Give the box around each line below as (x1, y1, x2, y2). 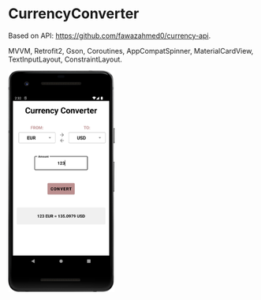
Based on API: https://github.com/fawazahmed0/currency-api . (8, 31, 211, 40)
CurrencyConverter (8, 5, 140, 23)
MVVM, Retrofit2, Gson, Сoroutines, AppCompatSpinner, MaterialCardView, (8, 46, 254, 55)
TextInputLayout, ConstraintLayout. (8, 54, 122, 64)
